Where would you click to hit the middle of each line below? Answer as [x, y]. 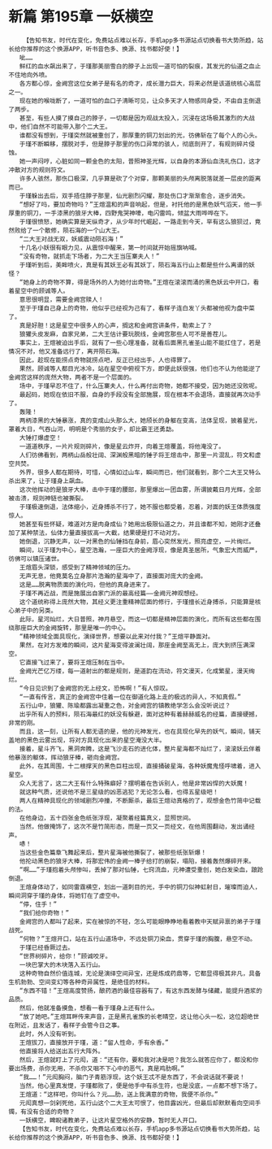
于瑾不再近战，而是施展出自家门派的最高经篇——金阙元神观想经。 [110, 593]
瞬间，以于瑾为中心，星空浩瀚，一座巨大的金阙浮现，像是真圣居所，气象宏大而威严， [140, 550]
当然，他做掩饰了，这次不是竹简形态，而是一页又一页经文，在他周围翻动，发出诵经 [137, 826]
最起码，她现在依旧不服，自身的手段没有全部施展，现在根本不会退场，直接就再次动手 [140, 394]
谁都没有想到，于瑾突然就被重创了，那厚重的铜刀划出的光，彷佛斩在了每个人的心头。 [140, 135]
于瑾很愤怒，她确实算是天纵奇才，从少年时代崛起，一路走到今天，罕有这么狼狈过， [137, 222]
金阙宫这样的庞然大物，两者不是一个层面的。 [72, 377]
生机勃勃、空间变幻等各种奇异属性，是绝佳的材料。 [81, 982]
